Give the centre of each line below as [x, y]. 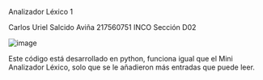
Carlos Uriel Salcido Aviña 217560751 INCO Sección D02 [102, 27]
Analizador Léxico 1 [41, 12]
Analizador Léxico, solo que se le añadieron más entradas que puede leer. [131, 67]
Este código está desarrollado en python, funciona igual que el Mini [121, 59]
